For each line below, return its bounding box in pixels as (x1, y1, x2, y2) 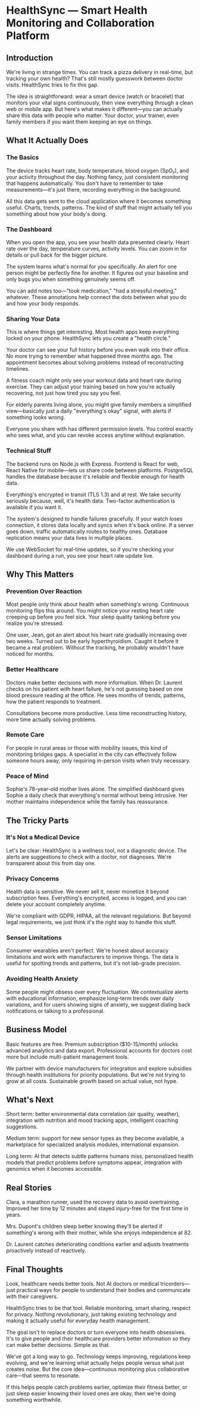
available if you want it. (6, 503, 62, 510)
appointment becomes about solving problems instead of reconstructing (6, 359, 184, 366)
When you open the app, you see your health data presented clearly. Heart (6, 238, 190, 245)
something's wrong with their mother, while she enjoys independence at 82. (6, 1229, 192, 1236)
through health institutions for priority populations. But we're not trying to (6, 1071, 186, 1078)
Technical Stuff (6, 447, 52, 455)
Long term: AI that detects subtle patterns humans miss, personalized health (6, 1153, 193, 1160)
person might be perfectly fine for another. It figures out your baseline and (6, 269, 189, 276)
